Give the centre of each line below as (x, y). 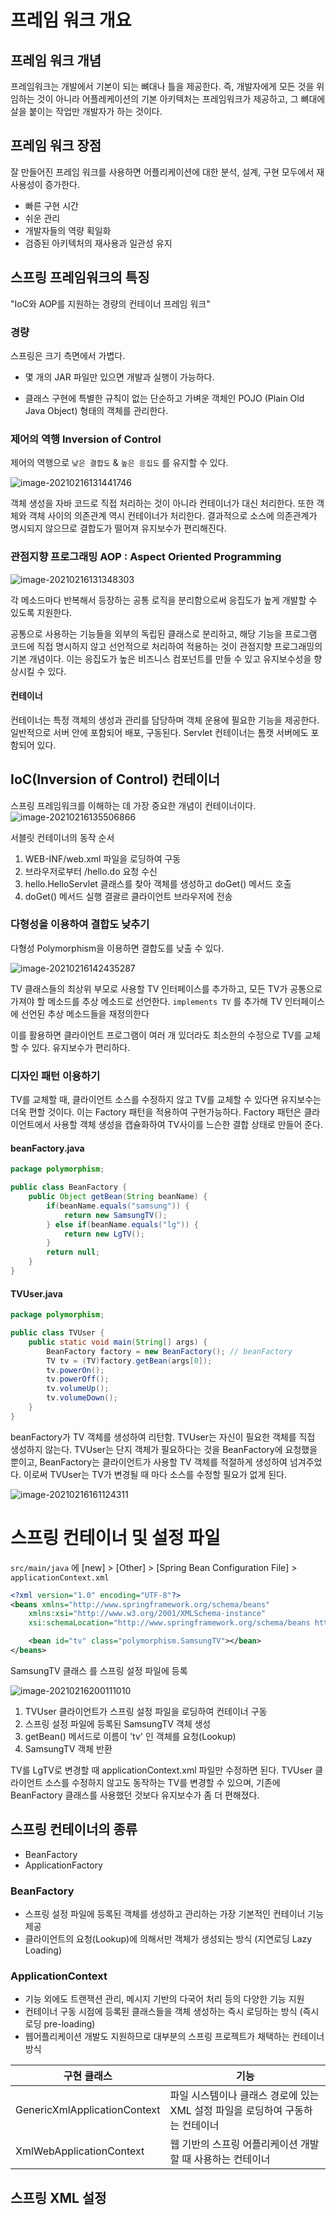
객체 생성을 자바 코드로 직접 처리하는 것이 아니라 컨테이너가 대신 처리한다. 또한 (162, 503)
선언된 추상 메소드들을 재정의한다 (85, 1013)
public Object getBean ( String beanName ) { (118, 1197)
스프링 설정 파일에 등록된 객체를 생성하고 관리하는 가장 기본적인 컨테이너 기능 (174, 1914)
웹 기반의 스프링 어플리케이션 (233, 2144)
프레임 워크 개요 (71, 20)
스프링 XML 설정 (58, 2197)
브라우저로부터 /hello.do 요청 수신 (91, 871)
